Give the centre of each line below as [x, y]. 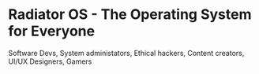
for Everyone [52, 31]
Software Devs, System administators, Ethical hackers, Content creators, [126, 53]
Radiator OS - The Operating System [130, 15]
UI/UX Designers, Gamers [50, 61]
